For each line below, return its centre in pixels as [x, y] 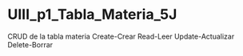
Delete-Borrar [30, 44]
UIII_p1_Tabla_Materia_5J [92, 15]
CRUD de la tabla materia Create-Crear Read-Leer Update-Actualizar [121, 36]
